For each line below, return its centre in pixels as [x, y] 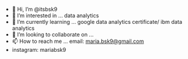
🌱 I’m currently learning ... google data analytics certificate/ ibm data [97, 22]
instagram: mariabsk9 [39, 50]
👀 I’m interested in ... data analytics [55, 15]
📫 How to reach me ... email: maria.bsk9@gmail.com [78, 41]
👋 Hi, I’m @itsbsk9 [35, 9]
